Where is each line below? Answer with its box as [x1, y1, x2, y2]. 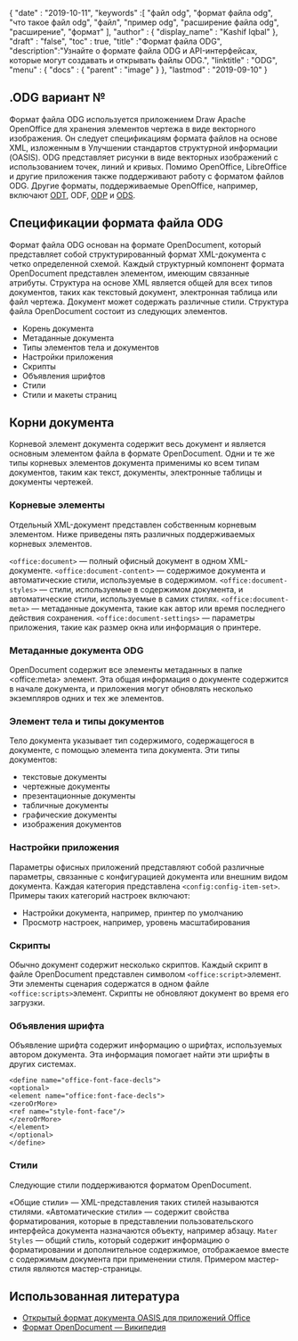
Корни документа [9, 415, 115, 431]
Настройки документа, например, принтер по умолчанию [21, 907, 244, 918]
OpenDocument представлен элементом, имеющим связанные [9, 268, 250, 278]
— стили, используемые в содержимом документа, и [39, 584, 244, 594]
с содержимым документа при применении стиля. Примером [9, 1254, 246, 1264]
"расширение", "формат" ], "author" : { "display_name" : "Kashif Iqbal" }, [9, 27, 278, 37]
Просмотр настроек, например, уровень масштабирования [21, 916, 251, 927]
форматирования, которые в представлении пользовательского [9, 1215, 254, 1226]
